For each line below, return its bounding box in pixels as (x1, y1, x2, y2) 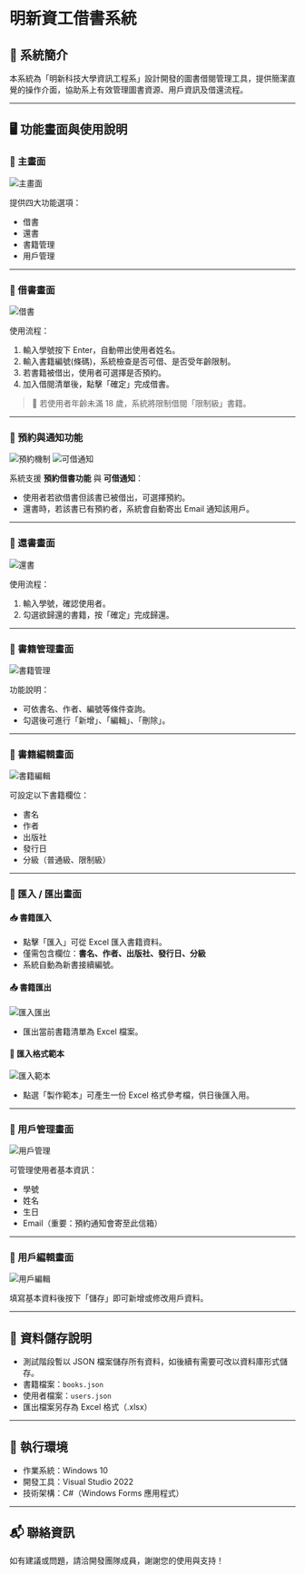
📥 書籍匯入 (9, 912, 52, 923)
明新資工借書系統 (9, 8, 138, 29)
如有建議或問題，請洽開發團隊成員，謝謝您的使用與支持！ (9, 1555, 224, 1566)
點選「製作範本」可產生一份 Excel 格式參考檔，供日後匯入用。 (22, 1090, 254, 1100)
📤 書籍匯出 (9, 982, 52, 992)
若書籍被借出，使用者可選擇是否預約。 (22, 367, 166, 377)
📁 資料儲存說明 (9, 1330, 93, 1345)
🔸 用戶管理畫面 (9, 1122, 74, 1135)
